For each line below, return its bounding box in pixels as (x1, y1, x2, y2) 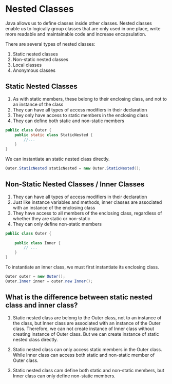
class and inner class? (5, 301, 78, 310)
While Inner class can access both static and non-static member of (12, 352, 155, 358)
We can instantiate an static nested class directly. (5, 156, 110, 162)
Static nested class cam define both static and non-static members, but (12, 367, 164, 373)
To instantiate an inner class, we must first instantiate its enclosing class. (5, 264, 159, 270)
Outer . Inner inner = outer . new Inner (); (5, 278, 93, 284)
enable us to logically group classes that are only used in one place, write (5, 25, 161, 31)
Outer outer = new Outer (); (5, 274, 66, 279)
